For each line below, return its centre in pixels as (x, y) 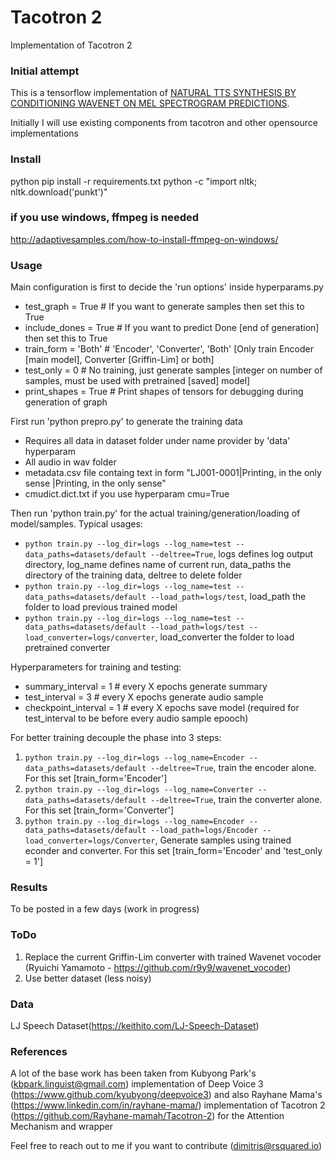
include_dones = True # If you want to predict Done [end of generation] (172, 328)
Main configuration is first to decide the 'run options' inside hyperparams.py (167, 287)
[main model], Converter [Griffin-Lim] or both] (119, 360)
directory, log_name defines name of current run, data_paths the (158, 565)
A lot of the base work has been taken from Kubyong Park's (133, 1073)
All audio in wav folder (70, 462)
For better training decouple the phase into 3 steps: (116, 738)
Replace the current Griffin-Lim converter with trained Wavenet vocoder (173, 957)
